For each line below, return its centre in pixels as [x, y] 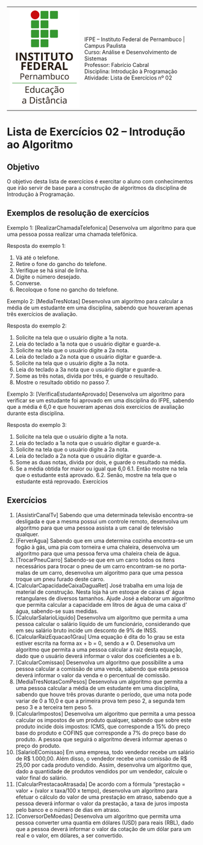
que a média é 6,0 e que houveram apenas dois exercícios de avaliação [95, 407]
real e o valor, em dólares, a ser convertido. [69, 835]
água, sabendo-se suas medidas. [57, 611]
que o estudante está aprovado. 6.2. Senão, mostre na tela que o [96, 475]
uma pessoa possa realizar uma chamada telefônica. [72, 234]
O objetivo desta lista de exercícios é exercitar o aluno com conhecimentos [100, 182]
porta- [179, 566]
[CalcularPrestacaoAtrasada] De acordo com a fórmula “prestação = [100, 784]
